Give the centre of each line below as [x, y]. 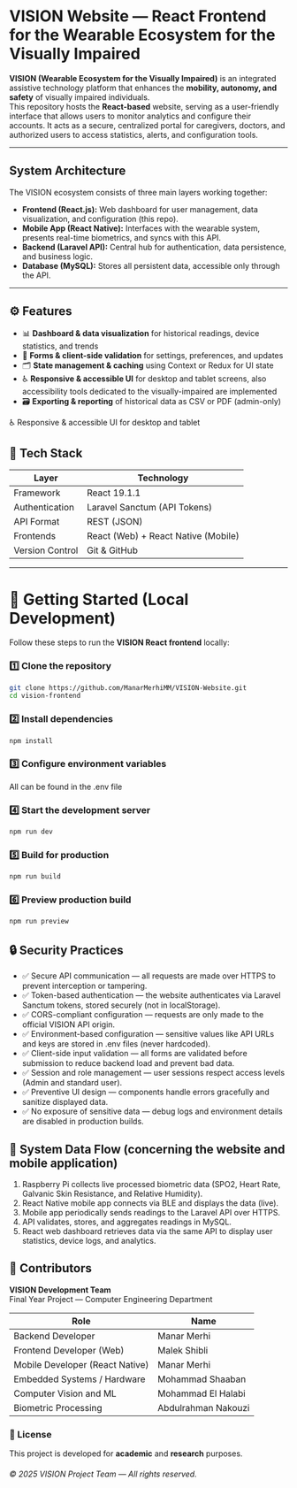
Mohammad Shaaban [202, 1379]
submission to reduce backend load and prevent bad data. [128, 1063]
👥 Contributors [51, 1268]
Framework [37, 493]
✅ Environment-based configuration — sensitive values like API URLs [148, 1034]
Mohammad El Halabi [202, 1393]
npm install [31, 740]
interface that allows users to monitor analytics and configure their [130, 116]
